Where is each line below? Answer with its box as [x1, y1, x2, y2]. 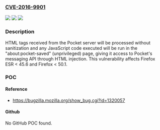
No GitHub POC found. [5, 120, 52, 126]
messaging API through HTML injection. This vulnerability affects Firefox [5, 55, 155, 61]
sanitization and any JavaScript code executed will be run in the [5, 45, 138, 51]
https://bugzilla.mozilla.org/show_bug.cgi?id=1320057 [12, 97, 125, 103]
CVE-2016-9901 [5, 4, 46, 11]
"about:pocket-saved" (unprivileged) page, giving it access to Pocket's [5, 50, 152, 56]
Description [5, 28, 35, 35]
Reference [5, 86, 28, 92]
